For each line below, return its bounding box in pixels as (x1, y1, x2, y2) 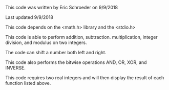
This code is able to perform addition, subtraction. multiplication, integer (5, 34, 158, 40)
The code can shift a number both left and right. (5, 50, 107, 55)
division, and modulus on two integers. (5, 39, 87, 46)
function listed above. (5, 80, 51, 86)
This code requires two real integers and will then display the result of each (5, 75, 164, 81)
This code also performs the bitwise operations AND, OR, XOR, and (5, 59, 147, 65)
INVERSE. (5, 65, 26, 71)
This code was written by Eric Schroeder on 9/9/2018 (5, 5, 118, 10)
